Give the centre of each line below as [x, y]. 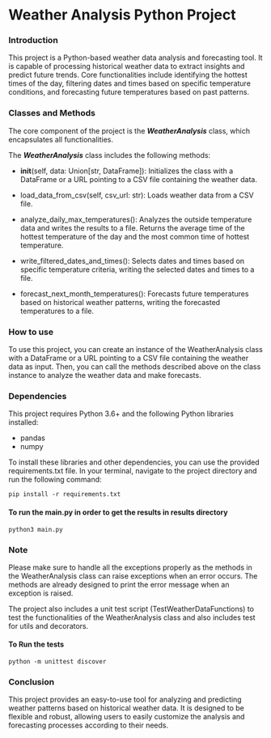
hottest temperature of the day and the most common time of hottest [135, 236]
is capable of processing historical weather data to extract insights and [127, 66]
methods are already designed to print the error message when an [119, 584]
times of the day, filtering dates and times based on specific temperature [129, 83]
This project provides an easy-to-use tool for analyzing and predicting [125, 700]
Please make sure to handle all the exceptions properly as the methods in [130, 567]
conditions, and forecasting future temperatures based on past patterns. [129, 92]
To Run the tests [36, 644]
